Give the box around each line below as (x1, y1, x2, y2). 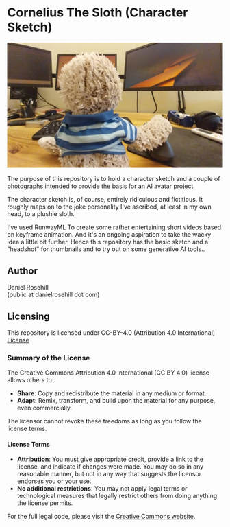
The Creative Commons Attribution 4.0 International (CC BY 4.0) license (7, 368, 210, 377)
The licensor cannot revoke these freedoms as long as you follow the (7, 417, 202, 425)
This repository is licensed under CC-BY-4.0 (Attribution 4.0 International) (7, 328, 216, 337)
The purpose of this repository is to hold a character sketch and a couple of (7, 175, 220, 183)
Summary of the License (7, 353, 90, 362)
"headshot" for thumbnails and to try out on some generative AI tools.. (7, 245, 205, 253)
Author (7, 265, 38, 277)
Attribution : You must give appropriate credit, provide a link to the (16, 455, 204, 464)
